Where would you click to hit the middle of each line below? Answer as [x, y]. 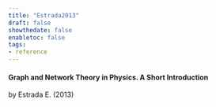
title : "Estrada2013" [44, 15]
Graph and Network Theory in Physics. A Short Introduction [108, 77]
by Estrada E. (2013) [41, 94]
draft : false [30, 23]
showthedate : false [40, 30]
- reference [28, 52]
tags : [17, 45]
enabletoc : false [37, 37]
